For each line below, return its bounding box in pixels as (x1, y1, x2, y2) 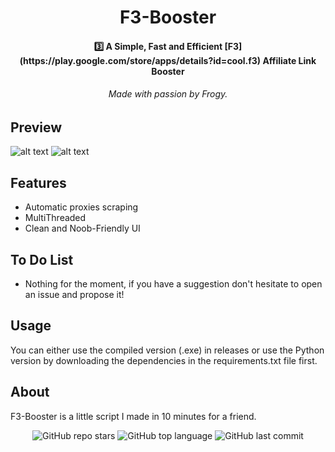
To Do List (10, 251, 74, 268)
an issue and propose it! (24, 289, 125, 301)
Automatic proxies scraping (24, 201, 139, 213)
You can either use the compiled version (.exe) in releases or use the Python (10, 344, 325, 356)
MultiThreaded (24, 212, 87, 224)
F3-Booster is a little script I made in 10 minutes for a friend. (10, 410, 257, 422)
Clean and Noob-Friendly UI (24, 222, 141, 235)
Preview (10, 119, 63, 136)
